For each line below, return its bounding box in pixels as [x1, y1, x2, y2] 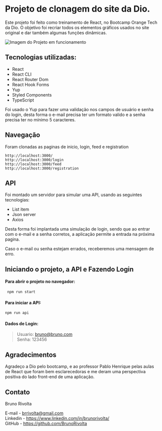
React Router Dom [12, 76, 49, 82]
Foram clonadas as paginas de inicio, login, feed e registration [5, 144, 129, 149]
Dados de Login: [5, 320, 39, 326]
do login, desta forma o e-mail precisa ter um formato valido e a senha [5, 112, 146, 117]
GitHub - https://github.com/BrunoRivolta [5, 421, 87, 426]
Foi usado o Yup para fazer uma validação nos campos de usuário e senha [5, 106, 154, 112]
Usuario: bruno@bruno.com [16, 332, 73, 337]
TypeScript [12, 97, 34, 103]
